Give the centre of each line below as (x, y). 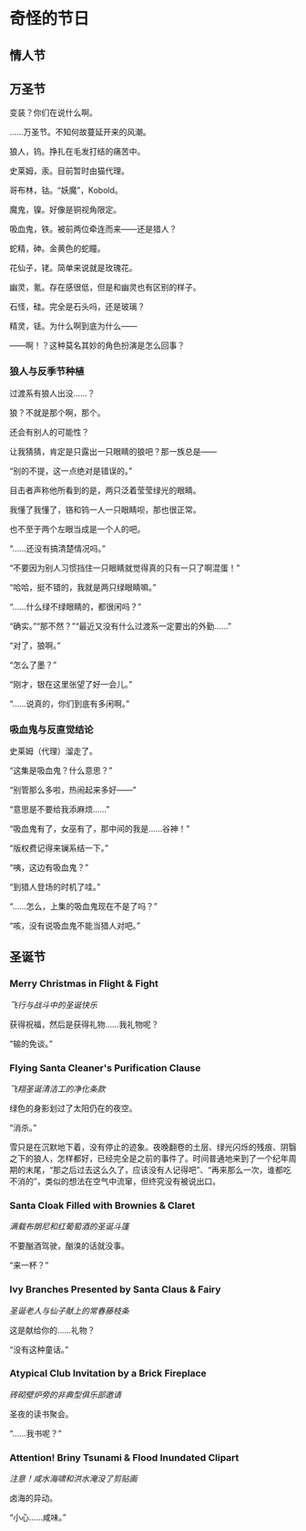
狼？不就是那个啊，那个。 (57, 413)
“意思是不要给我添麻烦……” (60, 809)
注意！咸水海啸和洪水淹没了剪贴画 (73, 1479)
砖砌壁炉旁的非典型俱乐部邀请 (65, 1394)
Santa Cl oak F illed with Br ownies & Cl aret (102, 1205)
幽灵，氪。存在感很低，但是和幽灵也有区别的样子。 (105, 288)
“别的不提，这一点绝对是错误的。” (71, 470)
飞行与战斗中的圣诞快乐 (53, 1004)
